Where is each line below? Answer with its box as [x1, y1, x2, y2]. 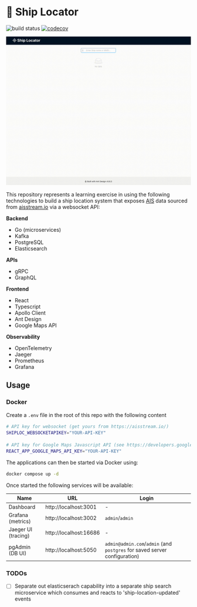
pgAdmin [8, 543, 31, 551]
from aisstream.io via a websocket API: [6, 204, 100, 211]
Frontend [6, 285, 29, 293]
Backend [6, 215, 28, 222]
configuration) [104, 553, 140, 560]
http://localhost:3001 [45, 503, 97, 511]
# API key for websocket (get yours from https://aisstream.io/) [6, 423, 169, 429]
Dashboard [8, 503, 36, 511]
